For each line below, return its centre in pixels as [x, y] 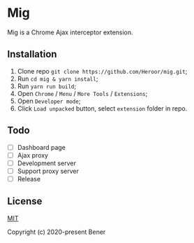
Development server [47, 163]
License [25, 201]
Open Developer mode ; [49, 101]
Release [29, 179]
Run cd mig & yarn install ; [58, 78]
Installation [32, 54]
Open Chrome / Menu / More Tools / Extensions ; [82, 93]
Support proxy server [48, 171]
